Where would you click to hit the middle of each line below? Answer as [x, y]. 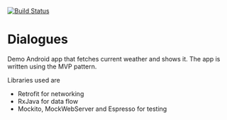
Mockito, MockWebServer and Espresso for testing [92, 109]
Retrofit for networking [51, 94]
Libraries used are [34, 80]
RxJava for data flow [48, 101]
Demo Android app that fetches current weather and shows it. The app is [114, 59]
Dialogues [38, 40]
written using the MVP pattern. [52, 66]
